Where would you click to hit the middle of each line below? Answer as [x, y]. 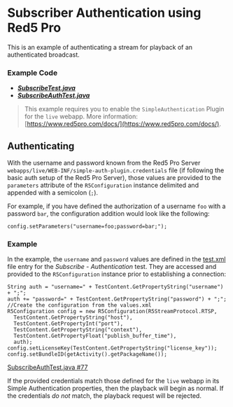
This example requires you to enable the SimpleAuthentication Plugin [124, 109]
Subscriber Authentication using [104, 13]
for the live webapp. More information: [81, 116]
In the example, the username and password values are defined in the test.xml [116, 259]
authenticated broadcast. [44, 55]
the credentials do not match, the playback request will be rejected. [104, 396]
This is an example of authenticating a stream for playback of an [100, 47]
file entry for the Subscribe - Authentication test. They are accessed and [112, 267]
